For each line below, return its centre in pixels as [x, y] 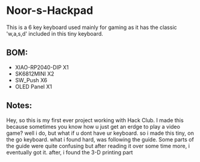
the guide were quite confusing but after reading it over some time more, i [98, 146]
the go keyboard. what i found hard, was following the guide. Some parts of [100, 139]
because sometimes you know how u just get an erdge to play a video [93, 126]
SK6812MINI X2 [34, 74]
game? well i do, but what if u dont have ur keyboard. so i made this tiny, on [100, 133]
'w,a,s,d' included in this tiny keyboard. [55, 33]
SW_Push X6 [31, 80]
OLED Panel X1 [34, 86]
